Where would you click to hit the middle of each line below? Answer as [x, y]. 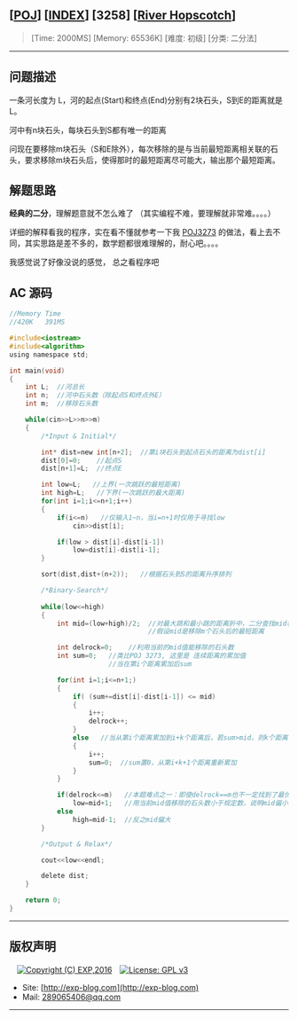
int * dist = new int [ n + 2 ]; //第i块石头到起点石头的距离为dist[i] [153, 452]
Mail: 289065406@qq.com [71, 997]
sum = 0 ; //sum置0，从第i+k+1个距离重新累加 [163, 763]
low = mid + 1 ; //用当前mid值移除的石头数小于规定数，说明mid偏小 [180, 803]
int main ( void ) [37, 371]
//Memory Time [35, 314]
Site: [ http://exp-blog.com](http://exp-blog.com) [110, 987]
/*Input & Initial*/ [79, 436]
